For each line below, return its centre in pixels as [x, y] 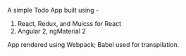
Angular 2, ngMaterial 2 [52, 31]
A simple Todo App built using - [53, 10]
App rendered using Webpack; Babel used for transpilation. [93, 44]
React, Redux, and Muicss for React [69, 23]
